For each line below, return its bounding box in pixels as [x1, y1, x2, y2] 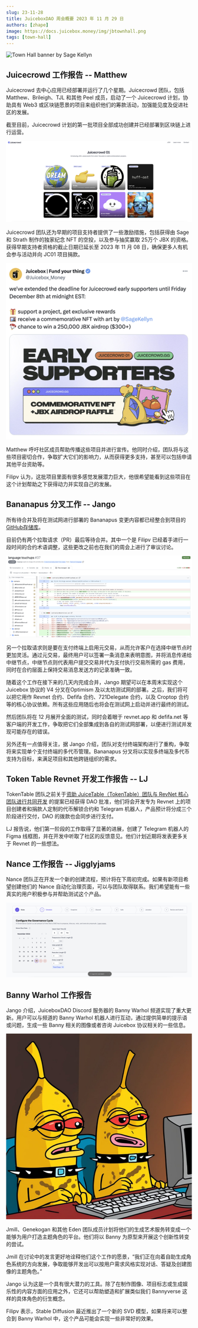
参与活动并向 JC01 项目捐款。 [11, 250, 84, 257]
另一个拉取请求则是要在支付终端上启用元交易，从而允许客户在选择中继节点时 [6, 644, 192, 651]
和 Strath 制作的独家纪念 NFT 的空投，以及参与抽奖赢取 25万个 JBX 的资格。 [6, 236, 192, 243]
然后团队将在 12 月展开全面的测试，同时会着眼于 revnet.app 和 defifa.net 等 [6, 713, 189, 720]
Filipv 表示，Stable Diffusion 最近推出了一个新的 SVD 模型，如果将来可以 [6, 1308, 183, 1315]
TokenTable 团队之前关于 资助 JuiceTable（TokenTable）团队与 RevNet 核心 [6, 791, 189, 798]
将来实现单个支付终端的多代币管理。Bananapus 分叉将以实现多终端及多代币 [6, 748, 190, 755]
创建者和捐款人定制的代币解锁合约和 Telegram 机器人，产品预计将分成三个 [11, 805, 192, 812]
